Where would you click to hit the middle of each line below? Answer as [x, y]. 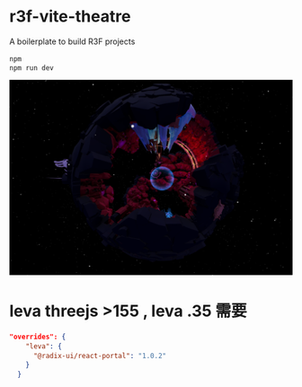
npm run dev [31, 68]
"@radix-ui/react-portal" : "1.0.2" [100, 356]
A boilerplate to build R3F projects [72, 41]
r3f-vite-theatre [70, 17]
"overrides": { [38, 337]
